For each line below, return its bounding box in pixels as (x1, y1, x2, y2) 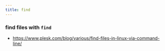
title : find (5, 7, 30, 12)
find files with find (5, 23, 52, 30)
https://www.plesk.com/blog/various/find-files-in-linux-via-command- (12, 35, 160, 41)
